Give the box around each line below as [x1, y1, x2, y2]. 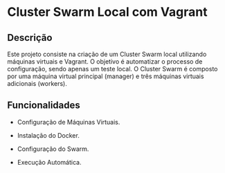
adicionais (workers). [7, 80, 67, 87]
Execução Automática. [17, 158, 82, 166]
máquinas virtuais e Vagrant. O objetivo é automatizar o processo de [7, 57, 203, 66]
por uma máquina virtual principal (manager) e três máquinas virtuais [7, 72, 204, 80]
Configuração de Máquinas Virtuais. [17, 118, 120, 126]
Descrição [7, 32, 53, 44]
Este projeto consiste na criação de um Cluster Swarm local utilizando [7, 50, 207, 58]
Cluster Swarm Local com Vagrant [7, 4, 208, 20]
